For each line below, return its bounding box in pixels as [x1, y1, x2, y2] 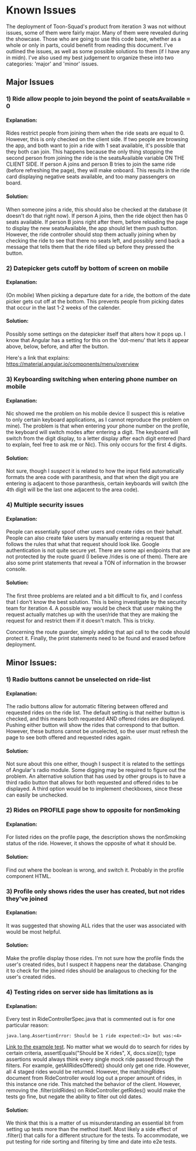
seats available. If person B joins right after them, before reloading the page [6, 218, 188, 226]
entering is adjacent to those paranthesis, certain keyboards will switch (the [6, 480, 189, 487]
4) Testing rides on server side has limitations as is [6, 988, 154, 996]
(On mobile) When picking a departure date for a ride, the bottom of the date [6, 291, 191, 299]
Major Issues [6, 77, 54, 87]
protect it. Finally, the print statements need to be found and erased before [6, 634, 186, 641]
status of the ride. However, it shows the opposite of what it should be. [6, 840, 177, 847]
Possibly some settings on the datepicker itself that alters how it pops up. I [6, 330, 185, 337]
